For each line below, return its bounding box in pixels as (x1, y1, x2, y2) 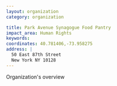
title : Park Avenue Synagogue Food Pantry (6, 25, 111, 30)
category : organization (6, 14, 64, 20)
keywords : (6, 36, 30, 42)
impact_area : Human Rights (6, 30, 72, 36)
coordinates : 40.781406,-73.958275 (6, 41, 93, 47)
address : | (6, 46, 33, 53)
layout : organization (6, 8, 59, 15)
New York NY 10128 (11, 57, 57, 63)
